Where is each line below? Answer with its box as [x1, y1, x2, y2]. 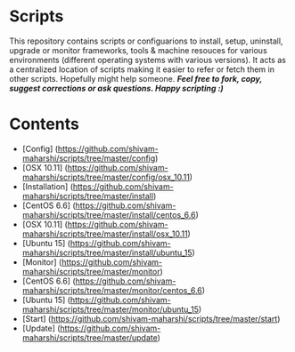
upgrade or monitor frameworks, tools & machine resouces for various [9, 44, 267, 55]
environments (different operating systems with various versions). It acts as [9, 54, 287, 65]
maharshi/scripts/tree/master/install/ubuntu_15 [21, 247, 193, 258]
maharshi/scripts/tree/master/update [21, 332, 158, 343]
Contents [9, 114, 80, 134]
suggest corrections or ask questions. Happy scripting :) [9, 83, 225, 93]
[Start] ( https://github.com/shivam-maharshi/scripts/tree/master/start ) [21, 313, 281, 324]
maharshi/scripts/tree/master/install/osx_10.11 [21, 228, 189, 239]
